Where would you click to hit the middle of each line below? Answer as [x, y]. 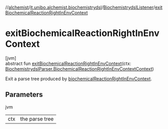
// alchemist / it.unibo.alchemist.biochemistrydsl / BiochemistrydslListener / [80, 7]
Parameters [24, 95]
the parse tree [37, 119]
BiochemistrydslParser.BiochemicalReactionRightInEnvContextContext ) [80, 69]
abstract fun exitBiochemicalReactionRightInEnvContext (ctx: [68, 63]
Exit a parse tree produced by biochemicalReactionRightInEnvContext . [79, 79]
